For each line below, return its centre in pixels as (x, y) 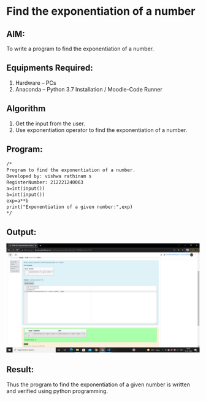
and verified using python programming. (57, 391)
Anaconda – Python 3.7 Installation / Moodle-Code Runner (89, 89)
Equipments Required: (50, 68)
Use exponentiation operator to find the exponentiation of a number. (101, 130)
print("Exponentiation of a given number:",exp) (70, 207)
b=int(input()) (26, 195)
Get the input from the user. (50, 123)
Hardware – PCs (36, 83)
